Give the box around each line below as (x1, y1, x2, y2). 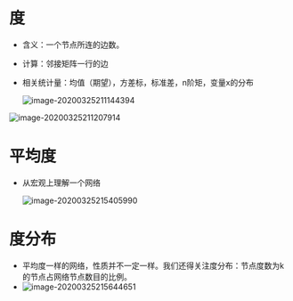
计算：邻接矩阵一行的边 (21, 58, 109, 69)
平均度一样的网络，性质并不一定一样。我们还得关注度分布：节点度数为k (21, 260, 285, 271)
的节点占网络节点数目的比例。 (21, 271, 132, 281)
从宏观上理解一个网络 (21, 177, 101, 188)
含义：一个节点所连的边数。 (21, 39, 125, 50)
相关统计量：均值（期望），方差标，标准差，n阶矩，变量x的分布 (21, 77, 254, 87)
